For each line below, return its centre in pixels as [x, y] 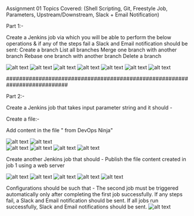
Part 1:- [15, 26]
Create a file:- [23, 119]
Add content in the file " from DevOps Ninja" [59, 130]
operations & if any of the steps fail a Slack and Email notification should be [97, 44]
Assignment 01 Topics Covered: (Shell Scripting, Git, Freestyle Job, [87, 8]
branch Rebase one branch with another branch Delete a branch [84, 56]
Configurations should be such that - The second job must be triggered [92, 188]
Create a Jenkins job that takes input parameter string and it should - [89, 107]
